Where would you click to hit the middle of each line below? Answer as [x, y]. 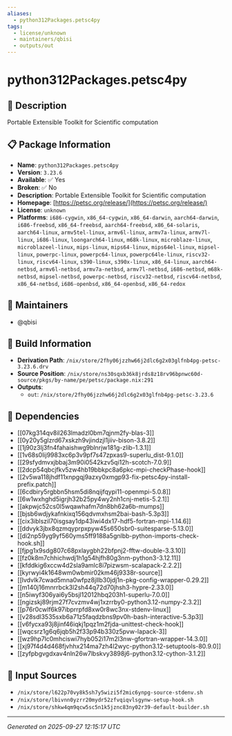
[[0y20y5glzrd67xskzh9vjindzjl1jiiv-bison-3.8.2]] [86, 440]
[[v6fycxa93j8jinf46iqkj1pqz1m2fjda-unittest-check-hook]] [100, 625]
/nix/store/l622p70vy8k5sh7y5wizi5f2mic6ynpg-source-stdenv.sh [110, 693]
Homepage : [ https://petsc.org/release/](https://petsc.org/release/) [112, 202]
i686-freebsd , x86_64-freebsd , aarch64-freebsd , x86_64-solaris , [108, 224]
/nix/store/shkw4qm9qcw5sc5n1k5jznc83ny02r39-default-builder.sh [113, 708]
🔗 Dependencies [43, 416]
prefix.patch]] [37, 485]
